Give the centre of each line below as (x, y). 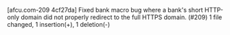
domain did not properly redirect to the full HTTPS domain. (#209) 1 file (121, 17)
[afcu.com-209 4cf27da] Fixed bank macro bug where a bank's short (105, 10)
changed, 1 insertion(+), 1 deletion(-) (59, 24)
